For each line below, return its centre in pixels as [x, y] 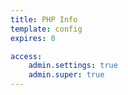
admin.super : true [66, 75]
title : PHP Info [44, 19]
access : [26, 56]
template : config [46, 29]
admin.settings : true [73, 66]
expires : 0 [33, 38]
